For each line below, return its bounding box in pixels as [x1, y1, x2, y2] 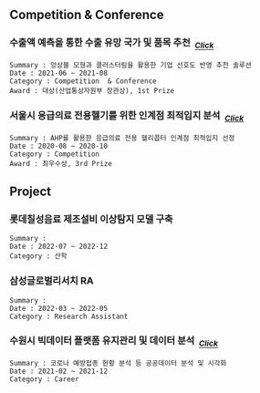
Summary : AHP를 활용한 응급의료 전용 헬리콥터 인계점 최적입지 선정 [9, 133, 235, 142]
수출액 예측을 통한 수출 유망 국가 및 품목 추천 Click [9, 36, 214, 51]
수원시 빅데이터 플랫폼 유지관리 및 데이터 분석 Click [9, 335, 219, 349]
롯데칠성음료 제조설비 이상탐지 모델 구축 [9, 212, 173, 225]
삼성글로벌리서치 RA [9, 274, 94, 287]
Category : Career [9, 375, 79, 384]
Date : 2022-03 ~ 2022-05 [9, 304, 108, 313]
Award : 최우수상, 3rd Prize [9, 159, 112, 168]
